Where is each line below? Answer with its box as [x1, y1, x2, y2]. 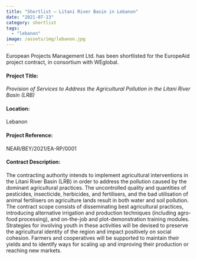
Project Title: [6, 72, 38, 79]
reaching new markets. [6, 246, 62, 254]
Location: [6, 105, 30, 112]
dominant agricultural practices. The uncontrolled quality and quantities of [6, 184, 187, 191]
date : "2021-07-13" [6, 14, 54, 20]
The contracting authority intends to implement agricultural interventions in [6, 171, 189, 178]
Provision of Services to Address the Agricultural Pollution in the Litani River [6, 85, 191, 92]
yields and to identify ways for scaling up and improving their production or [6, 240, 189, 248]
